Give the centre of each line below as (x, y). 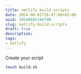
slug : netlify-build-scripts (36, 24)
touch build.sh (21, 67)
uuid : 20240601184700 (28, 19)
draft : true (18, 29)
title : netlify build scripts (37, 10)
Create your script (24, 58)
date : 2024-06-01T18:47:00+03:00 (41, 15)
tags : (11, 39)
